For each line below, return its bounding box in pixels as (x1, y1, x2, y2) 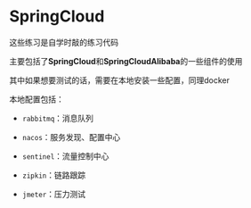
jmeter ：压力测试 (21, 188, 86, 199)
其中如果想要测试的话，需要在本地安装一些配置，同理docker (9, 74, 230, 86)
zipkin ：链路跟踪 (21, 170, 86, 180)
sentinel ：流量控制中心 (21, 150, 109, 162)
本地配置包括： (9, 94, 64, 104)
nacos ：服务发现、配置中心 (21, 131, 121, 142)
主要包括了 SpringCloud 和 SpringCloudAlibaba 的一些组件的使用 (9, 55, 243, 66)
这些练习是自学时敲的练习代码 (9, 37, 118, 47)
